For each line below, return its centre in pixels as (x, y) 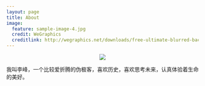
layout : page (23, 12)
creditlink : (27, 40)
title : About (23, 18)
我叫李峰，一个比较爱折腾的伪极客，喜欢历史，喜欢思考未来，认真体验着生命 (103, 69)
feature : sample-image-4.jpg (49, 29)
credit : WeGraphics (37, 35)
